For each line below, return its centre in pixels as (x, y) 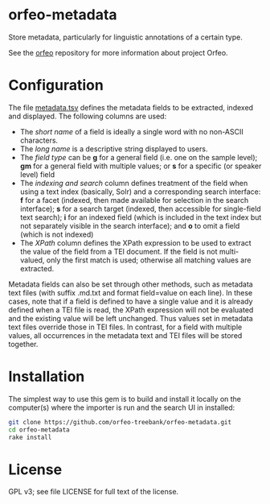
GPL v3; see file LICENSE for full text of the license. (94, 492)
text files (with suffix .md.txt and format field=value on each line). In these (131, 292)
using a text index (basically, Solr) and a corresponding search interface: (140, 192)
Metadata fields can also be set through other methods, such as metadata (131, 284)
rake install (30, 437)
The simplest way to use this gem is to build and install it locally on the (125, 399)
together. (23, 344)
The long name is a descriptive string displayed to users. (114, 149)
